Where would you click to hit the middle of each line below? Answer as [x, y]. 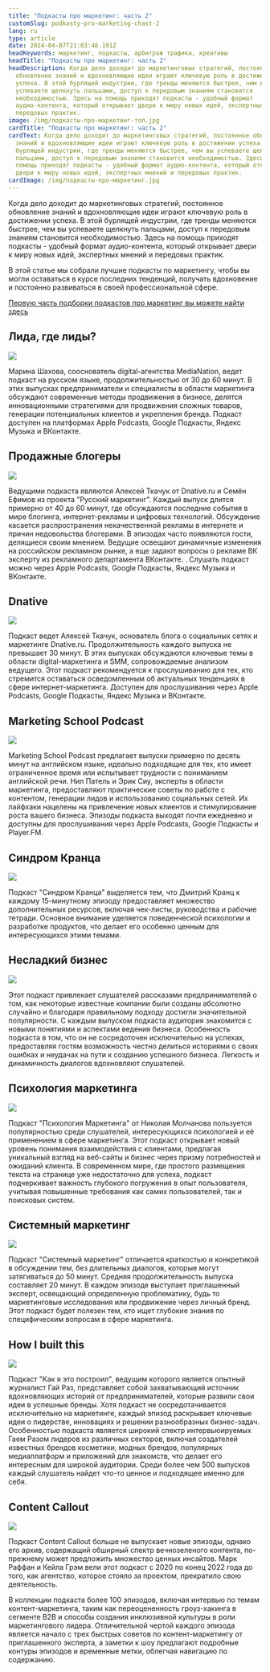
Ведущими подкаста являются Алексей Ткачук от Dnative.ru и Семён [127, 491]
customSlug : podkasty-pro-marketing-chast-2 [84, 23]
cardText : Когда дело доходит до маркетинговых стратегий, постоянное [129, 135]
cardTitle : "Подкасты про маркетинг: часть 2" [88, 128]
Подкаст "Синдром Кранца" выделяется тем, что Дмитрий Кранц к [124, 892]
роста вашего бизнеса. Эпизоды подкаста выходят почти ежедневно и [131, 815]
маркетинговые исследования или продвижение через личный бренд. [130, 1302]
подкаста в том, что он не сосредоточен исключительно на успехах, [127, 1037]
